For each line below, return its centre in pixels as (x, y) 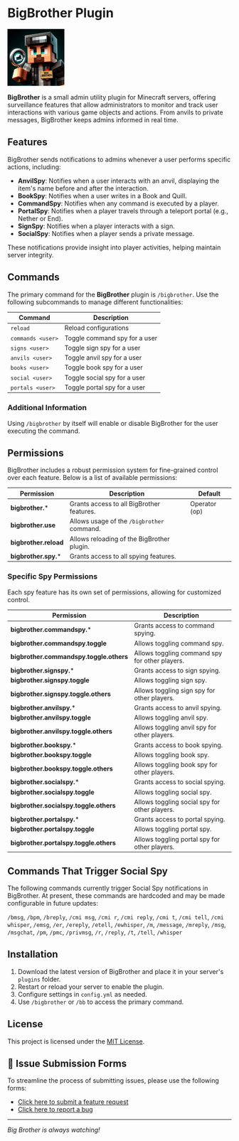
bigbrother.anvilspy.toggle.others (61, 731)
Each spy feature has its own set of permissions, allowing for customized (115, 592)
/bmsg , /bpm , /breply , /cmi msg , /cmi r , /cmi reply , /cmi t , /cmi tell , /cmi (116, 917)
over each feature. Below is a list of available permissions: (92, 478)
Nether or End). (40, 218)
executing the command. (44, 431)
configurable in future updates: (53, 904)
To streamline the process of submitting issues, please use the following (113, 1081)
